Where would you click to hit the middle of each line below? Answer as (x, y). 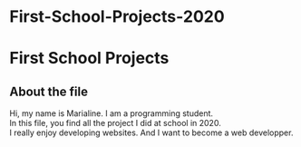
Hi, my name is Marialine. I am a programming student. (112, 113)
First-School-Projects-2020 (117, 17)
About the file (49, 91)
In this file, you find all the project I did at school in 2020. (116, 123)
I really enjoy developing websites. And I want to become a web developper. (151, 132)
